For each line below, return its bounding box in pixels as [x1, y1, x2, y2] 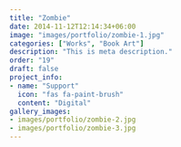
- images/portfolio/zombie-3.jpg [9, 124, 136, 133]
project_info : [9, 73, 64, 82]
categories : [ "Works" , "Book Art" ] [9, 38, 145, 48]
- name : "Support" [9, 81, 79, 90]
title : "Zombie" [9, 13, 71, 23]
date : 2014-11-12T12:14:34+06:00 [9, 22, 136, 31]
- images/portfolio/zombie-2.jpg [9, 115, 136, 124]
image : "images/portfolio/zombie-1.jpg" [9, 30, 166, 39]
